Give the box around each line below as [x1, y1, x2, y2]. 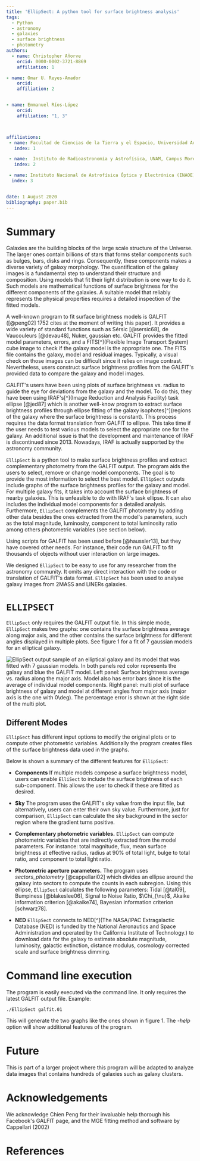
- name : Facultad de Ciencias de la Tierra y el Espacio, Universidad [8, 139, 187, 146]
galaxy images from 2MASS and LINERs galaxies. [6, 581, 127, 588]
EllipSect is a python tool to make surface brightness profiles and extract [6, 456, 187, 463]
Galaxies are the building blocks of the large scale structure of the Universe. [6, 245, 193, 252]
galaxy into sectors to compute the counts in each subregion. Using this [14, 880, 192, 887]
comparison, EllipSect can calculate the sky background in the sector [14, 813, 187, 820]
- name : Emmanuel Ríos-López [6, 102, 79, 108]
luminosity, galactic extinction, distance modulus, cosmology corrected [14, 942, 190, 949]
